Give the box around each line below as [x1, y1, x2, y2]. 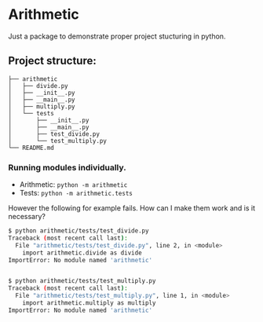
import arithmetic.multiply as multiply [22, 299, 156, 307]
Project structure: [8, 54, 97, 68]
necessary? [8, 212, 46, 221]
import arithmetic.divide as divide [22, 249, 143, 257]
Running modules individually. [8, 162, 127, 173]
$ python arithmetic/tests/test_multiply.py [8, 277, 156, 285]
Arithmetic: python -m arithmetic [19, 180, 128, 189]
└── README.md [8, 144, 55, 152]
